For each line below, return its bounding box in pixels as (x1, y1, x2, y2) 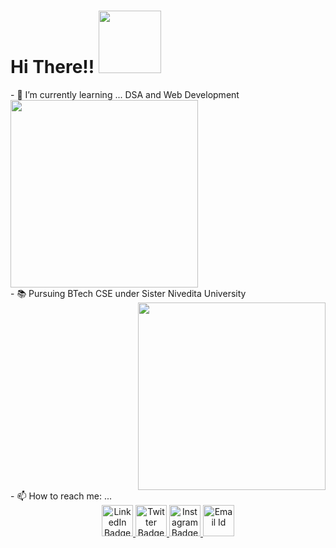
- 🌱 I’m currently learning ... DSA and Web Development (10, 88, 240, 100)
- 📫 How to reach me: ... (10, 490, 113, 502)
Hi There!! (10, 56, 95, 79)
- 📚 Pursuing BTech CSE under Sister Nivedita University (10, 287, 247, 299)
